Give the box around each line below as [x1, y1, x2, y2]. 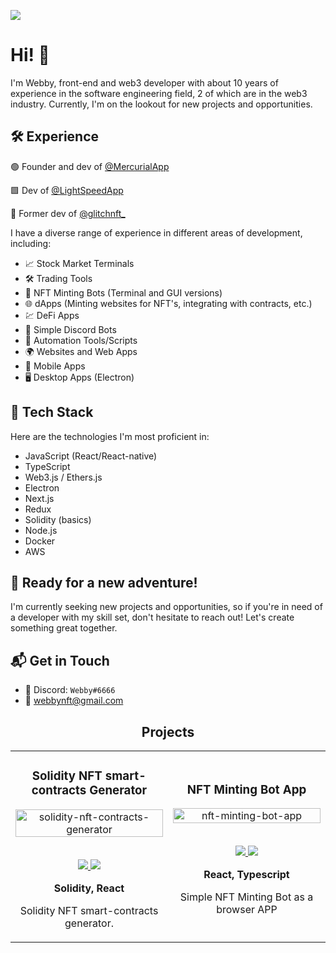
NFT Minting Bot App [186, 781, 307, 797]
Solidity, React [53, 881, 125, 895]
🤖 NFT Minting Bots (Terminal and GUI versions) [24, 286, 223, 299]
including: [10, 237, 52, 249]
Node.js [24, 524, 58, 536]
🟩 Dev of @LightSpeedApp [10, 184, 124, 196]
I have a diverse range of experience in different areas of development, [10, 226, 303, 239]
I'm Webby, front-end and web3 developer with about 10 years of [10, 76, 279, 89]
